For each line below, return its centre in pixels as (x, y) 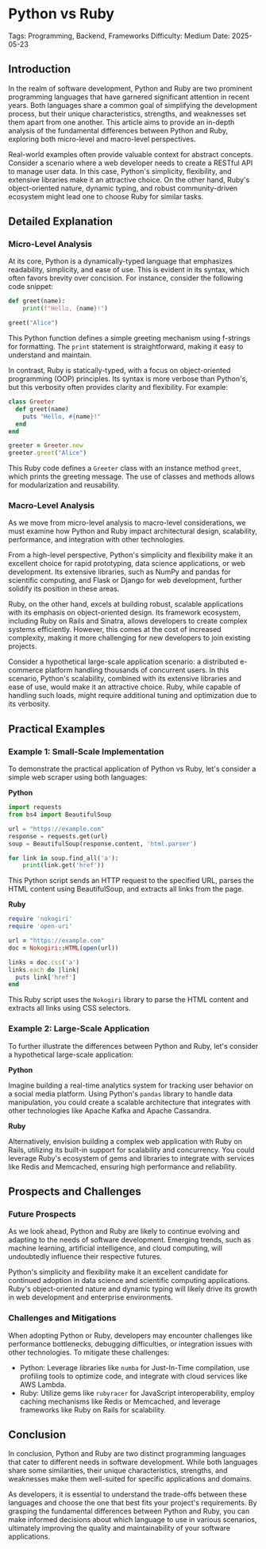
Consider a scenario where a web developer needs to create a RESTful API (131, 163)
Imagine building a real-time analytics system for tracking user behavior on (131, 1085)
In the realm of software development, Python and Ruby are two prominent (130, 88)
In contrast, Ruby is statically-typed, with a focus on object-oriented (120, 371)
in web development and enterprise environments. (91, 1297)
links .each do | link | (44, 969)
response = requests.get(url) (58, 836)
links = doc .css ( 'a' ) (44, 962)
